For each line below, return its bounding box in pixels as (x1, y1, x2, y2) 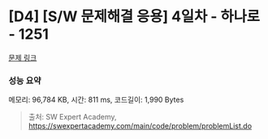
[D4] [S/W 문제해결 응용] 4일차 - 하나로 (8, 7, 261, 26)
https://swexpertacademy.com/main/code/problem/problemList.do (28, 121, 253, 131)
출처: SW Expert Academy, (28, 112, 117, 122)
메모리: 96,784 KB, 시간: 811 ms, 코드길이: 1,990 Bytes (8, 95, 184, 105)
